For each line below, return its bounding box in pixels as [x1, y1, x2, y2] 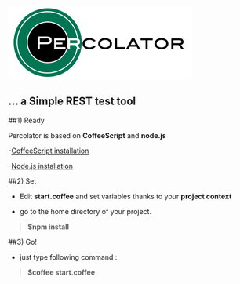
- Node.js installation [8, 161, 73, 170]
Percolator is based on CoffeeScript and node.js [8, 130, 166, 140]
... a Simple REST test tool [8, 95, 136, 108]
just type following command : [19, 252, 118, 261]
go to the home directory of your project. [19, 206, 151, 216]
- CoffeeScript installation [8, 146, 89, 155]
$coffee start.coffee [27, 268, 96, 277]
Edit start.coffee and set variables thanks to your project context [19, 191, 232, 201]
